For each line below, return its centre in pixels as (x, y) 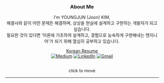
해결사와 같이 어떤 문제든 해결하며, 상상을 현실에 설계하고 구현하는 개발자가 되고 (82, 23)
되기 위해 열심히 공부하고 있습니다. (87, 41)
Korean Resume (82, 51)
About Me (82, 7)
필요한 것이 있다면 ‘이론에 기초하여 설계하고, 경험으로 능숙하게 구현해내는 (76, 35)
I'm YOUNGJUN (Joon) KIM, (82, 17)
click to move (82, 71)
